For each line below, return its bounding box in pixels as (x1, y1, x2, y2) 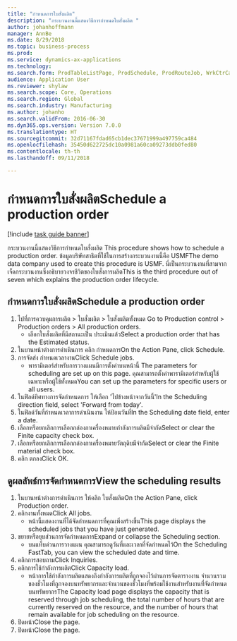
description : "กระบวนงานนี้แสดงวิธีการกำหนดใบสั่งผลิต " (7, 17, 139, 24)
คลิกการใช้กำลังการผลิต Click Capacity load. (17, 563, 129, 572)
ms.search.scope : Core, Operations (7, 89, 112, 96)
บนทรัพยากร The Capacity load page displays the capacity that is (28, 587, 209, 596)
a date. (17, 415, 38, 424)
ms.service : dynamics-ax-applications (7, 56, 121, 63)
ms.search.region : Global (7, 96, 83, 103)
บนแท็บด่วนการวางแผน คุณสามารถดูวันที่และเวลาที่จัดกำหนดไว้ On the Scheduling (28, 540, 228, 549)
